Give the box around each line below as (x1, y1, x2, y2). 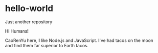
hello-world (5, 3, 54, 14)
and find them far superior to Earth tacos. (5, 42, 89, 48)
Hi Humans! (5, 28, 29, 34)
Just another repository (5, 19, 53, 25)
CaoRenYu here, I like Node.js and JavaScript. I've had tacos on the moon (5, 37, 154, 43)
